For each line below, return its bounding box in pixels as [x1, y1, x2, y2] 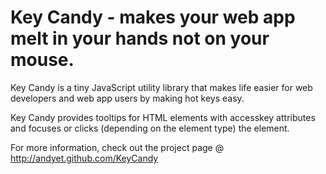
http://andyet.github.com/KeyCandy [10, 152, 159, 164]
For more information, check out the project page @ [10, 141, 225, 153]
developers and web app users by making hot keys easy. [10, 92, 245, 104]
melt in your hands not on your [10, 27, 270, 50]
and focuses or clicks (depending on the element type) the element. [10, 122, 290, 134]
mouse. [10, 49, 75, 71]
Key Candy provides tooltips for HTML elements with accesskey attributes [10, 111, 316, 123]
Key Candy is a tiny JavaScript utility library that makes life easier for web [10, 81, 313, 93]
